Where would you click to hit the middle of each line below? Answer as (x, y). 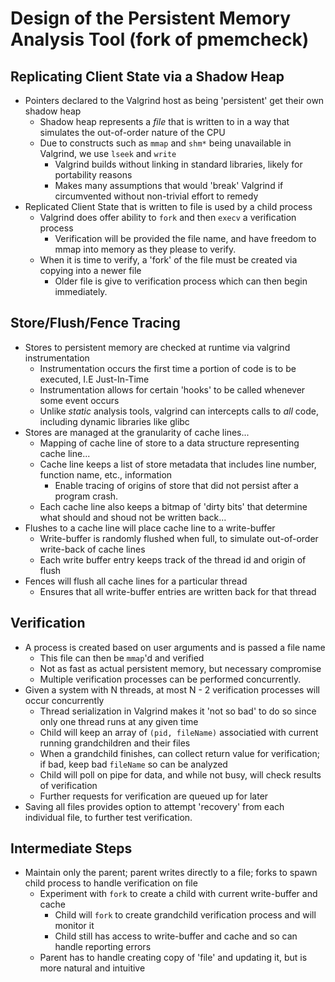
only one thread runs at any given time (119, 721)
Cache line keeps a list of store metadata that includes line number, (178, 464)
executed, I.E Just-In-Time (94, 379)
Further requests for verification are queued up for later (154, 796)
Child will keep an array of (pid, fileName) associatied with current (179, 732)
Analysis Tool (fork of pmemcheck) (160, 39)
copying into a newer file (90, 270)
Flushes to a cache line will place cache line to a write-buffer (150, 528)
